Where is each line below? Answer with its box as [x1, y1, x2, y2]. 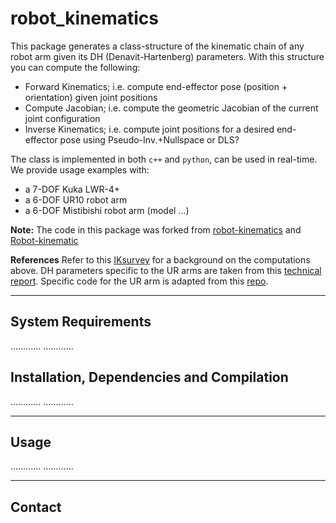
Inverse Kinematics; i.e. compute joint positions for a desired [24, 123, 275, 135]
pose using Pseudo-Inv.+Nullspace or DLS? [59, 133, 240, 146]
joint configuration [24, 112, 101, 124]
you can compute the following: [10, 61, 141, 73]
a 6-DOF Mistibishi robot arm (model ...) [24, 204, 190, 216]
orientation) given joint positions [24, 91, 158, 103]
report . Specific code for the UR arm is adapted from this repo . [10, 275, 269, 287]
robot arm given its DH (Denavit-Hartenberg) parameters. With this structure [10, 50, 325, 62]
